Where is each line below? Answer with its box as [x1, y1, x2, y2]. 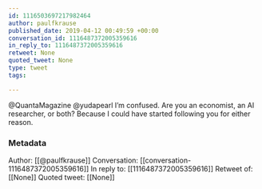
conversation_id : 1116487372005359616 [8, 34, 137, 42]
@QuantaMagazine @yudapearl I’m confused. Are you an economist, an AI [8, 100, 255, 110]
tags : [8, 71, 26, 79]
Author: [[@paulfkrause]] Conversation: [8, 155, 138, 165]
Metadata [8, 137, 46, 148]
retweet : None [8, 49, 56, 57]
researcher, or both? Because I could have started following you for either [8, 109, 251, 119]
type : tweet [8, 64, 48, 72]
